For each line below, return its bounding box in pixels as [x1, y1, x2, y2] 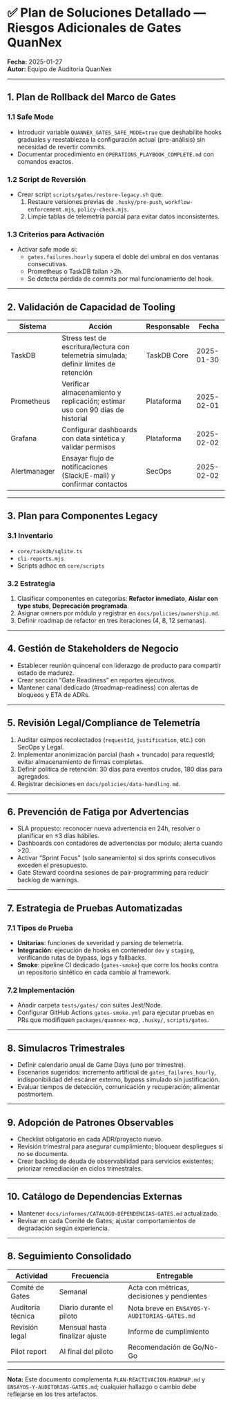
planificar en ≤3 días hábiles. [17, 832, 100, 840]
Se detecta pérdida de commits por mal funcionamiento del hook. [27, 275, 214, 283]
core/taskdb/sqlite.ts [17, 548, 83, 555]
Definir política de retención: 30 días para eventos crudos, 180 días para [17, 765, 223, 773]
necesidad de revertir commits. [17, 142, 106, 151]
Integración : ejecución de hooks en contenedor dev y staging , [17, 946, 195, 955]
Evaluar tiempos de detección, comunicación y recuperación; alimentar [17, 1083, 220, 1091]
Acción [88, 322, 113, 331]
